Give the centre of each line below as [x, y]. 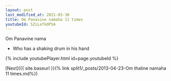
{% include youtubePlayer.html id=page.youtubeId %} [62, 59]
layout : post [19, 10]
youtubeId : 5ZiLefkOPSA [31, 24]
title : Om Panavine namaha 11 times [44, 19]
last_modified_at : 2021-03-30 [38, 15]
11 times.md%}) [21, 74]
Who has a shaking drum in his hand [51, 48]
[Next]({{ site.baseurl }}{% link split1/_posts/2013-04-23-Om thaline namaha [86, 68]
